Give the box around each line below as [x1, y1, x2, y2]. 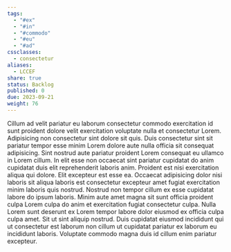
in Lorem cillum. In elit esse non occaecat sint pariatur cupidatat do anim [7, 156, 214, 164]
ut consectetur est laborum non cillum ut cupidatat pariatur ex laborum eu [7, 222, 217, 231]
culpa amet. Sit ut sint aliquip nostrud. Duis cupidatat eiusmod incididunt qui [7, 215, 224, 223]
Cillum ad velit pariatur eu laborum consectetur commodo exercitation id [7, 119, 213, 127]
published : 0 [7, 87, 45, 94]
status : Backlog [7, 81, 54, 88]
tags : [7, 10, 23, 17]
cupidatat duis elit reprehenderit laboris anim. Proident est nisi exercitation [7, 163, 219, 172]
